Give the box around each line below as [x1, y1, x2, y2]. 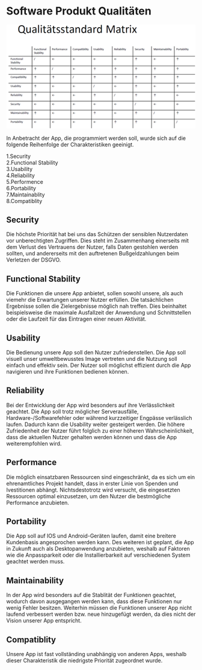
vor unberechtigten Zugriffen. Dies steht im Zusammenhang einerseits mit [6, 237, 189, 245]
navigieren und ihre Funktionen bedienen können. [6, 368, 129, 375]
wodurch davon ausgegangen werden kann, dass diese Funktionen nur [6, 598, 182, 605]
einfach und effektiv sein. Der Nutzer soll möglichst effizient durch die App [6, 362, 191, 369]
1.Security [6, 152, 31, 160]
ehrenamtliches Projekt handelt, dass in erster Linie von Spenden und [6, 480, 179, 487]
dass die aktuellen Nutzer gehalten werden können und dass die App [6, 433, 177, 440]
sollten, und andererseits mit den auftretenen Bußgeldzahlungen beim [6, 250, 179, 257]
